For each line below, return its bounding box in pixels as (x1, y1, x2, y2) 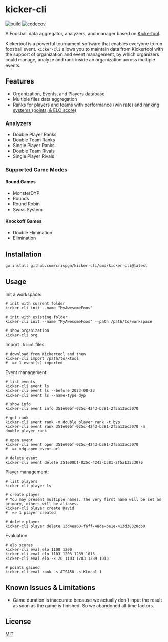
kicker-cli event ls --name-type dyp (5, 392, 86, 398)
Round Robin (12, 201, 40, 207)
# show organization (5, 328, 50, 333)
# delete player (5, 519, 40, 524)
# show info (5, 401, 31, 407)
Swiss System (12, 206, 43, 213)
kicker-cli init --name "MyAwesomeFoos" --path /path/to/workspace (5, 319, 153, 324)
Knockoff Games (5, 218, 42, 224)
